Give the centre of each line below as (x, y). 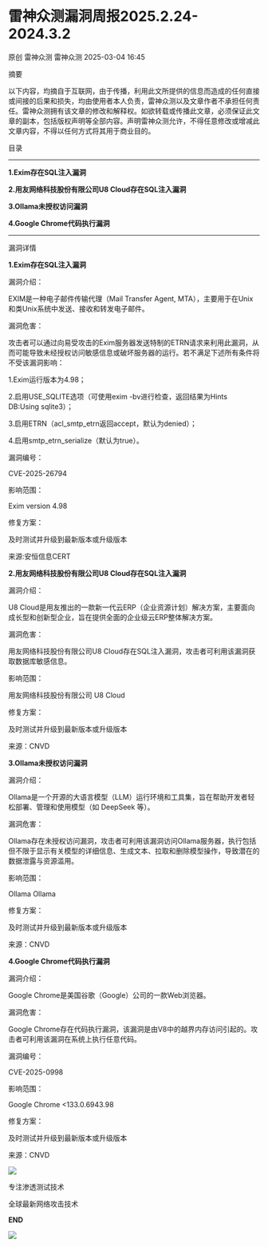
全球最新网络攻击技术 (43, 1204)
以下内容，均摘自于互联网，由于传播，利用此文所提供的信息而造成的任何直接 (134, 91)
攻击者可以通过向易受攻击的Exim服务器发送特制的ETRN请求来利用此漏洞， (130, 342)
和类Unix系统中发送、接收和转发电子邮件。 (79, 308)
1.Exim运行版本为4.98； (47, 379)
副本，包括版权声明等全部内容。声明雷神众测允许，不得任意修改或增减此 (141, 121)
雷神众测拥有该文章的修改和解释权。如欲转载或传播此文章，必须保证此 (137, 111)
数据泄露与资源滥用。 (43, 860)
